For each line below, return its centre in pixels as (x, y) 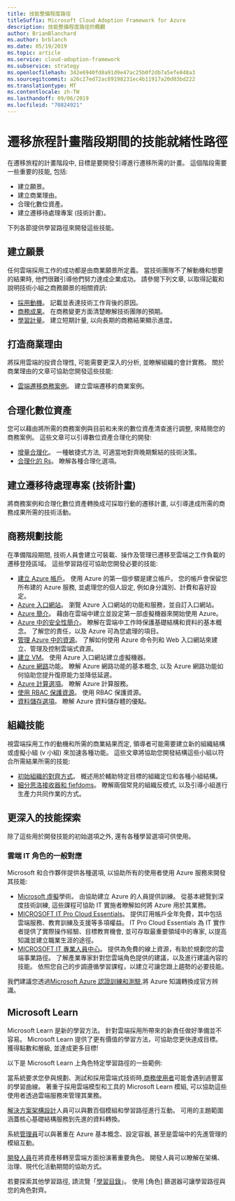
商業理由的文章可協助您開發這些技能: (60, 371)
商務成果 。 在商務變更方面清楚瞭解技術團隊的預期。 (92, 311)
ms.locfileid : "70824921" (45, 105)
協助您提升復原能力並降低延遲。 (70, 675)
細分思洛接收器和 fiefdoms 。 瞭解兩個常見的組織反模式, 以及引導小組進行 (122, 785)
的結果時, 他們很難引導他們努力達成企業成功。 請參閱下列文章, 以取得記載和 (116, 279)
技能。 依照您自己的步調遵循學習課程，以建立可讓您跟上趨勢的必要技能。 (122, 966)
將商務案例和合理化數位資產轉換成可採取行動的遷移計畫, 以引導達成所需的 (113, 504)
